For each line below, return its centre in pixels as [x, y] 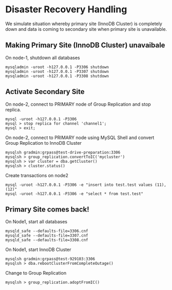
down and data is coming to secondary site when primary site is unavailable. [86, 29]
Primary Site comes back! [47, 209]
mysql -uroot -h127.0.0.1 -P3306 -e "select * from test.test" [74, 194]
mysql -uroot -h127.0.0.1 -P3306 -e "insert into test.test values [79, 185]
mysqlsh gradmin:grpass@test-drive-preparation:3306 [63, 152]
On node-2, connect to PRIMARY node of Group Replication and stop [78, 104]
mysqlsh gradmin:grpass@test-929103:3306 [50, 259]
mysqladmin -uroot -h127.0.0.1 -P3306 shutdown [57, 67]
